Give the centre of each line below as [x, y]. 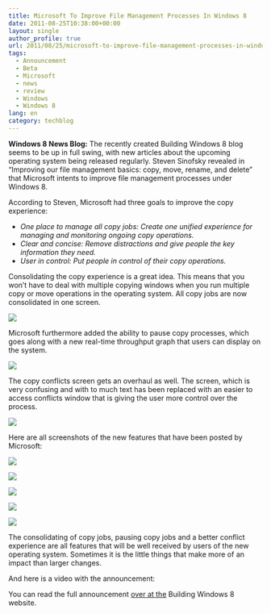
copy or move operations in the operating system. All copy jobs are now [128, 293]
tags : [17, 53]
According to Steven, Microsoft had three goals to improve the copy [121, 202]
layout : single [34, 31]
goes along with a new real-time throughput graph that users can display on [134, 341]
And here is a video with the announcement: [82, 578]
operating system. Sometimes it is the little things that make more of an [126, 554]
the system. [28, 350]
